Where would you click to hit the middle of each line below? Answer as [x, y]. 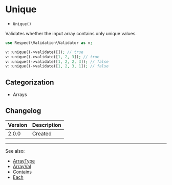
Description [47, 125]
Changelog [23, 111]
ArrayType [24, 161]
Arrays [20, 95]
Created [42, 133]
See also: [15, 151]
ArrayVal [22, 166]
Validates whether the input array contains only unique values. [71, 33]
